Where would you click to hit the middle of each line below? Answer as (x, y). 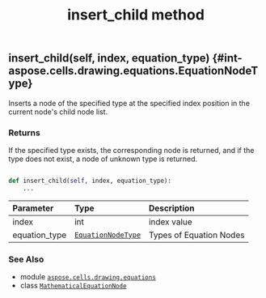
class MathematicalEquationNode (73, 285)
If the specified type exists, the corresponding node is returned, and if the (131, 150)
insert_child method (136, 15)
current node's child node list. (58, 112)
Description (172, 208)
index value (170, 222)
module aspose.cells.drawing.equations (88, 276)
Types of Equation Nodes (196, 235)
